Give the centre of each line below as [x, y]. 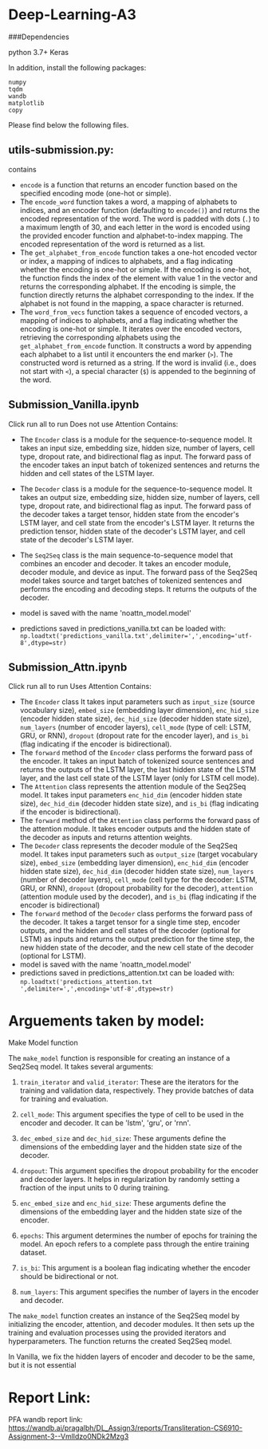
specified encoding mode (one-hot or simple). [95, 193]
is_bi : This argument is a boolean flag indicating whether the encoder [135, 1268]
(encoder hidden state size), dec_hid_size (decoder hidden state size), [136, 719]
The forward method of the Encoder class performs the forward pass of [136, 753]
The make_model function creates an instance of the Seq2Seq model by [124, 1316]
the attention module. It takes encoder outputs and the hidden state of [135, 829]
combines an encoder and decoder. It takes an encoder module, [125, 563]
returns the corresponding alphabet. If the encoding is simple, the [128, 286]
